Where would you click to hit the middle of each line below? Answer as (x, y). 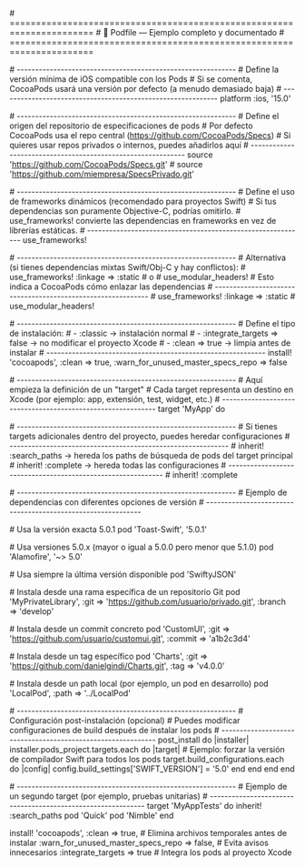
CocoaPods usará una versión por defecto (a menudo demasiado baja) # (146, 89)
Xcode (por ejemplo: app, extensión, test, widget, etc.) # (115, 399)
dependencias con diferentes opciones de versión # (107, 502)
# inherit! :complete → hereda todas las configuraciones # (118, 465)
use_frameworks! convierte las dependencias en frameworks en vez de (143, 221)
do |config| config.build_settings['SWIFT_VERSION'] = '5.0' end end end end (152, 769)
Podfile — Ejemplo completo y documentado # (197, 32)
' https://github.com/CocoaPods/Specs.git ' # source (106, 164)
